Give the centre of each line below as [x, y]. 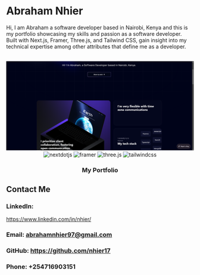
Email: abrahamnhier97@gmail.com [59, 235]
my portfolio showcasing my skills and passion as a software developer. [94, 33]
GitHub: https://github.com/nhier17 [59, 251]
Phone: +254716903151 [41, 267]
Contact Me [28, 189]
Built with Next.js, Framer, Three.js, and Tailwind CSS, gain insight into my [96, 40]
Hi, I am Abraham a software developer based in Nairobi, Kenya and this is [97, 27]
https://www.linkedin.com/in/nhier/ [49, 220]
